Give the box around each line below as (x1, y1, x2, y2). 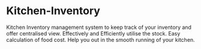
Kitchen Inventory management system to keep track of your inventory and (6, 24, 192, 31)
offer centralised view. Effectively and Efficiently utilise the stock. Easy (6, 30, 181, 37)
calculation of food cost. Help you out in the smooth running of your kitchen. (6, 36, 195, 43)
